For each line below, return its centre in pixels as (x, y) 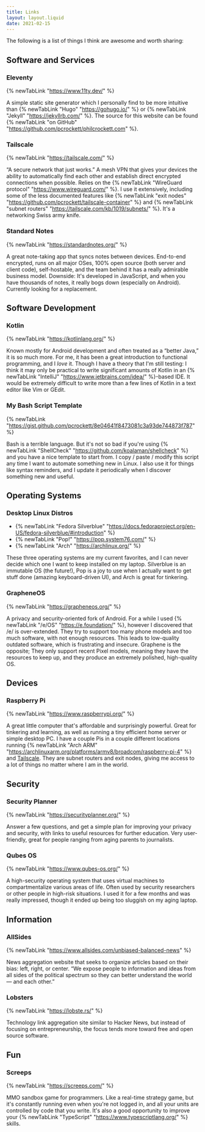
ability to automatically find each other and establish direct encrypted (94, 176)
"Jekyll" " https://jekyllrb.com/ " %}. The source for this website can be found (102, 116)
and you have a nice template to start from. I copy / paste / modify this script (103, 457)
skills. (13, 1123)
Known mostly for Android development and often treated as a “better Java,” (103, 351)
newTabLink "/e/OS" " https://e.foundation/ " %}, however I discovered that (100, 624)
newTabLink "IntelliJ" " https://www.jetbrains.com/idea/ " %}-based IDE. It (98, 377)
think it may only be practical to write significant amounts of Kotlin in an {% (101, 370)
